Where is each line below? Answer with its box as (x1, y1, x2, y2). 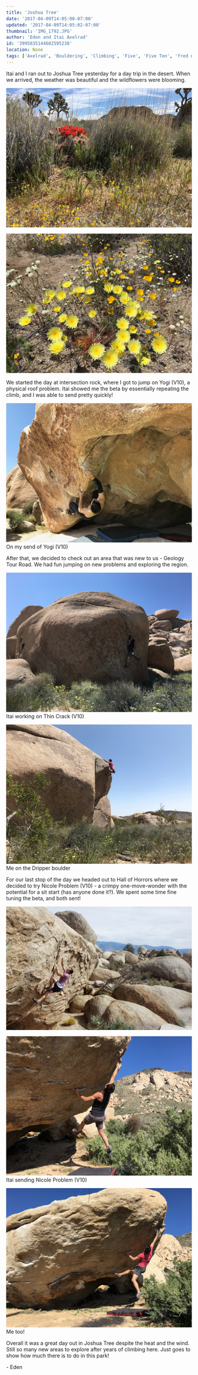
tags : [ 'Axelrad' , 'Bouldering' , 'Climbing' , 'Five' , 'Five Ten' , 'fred (6, 53, 189, 59)
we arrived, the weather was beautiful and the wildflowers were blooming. (6, 76, 186, 83)
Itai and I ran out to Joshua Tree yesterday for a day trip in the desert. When (6, 70, 190, 77)
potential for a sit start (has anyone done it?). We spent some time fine (6, 888, 177, 896)
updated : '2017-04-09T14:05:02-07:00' (6, 22, 101, 28)
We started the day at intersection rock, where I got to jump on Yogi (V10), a (6, 379, 190, 386)
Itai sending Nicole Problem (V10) (6, 1176, 87, 1183)
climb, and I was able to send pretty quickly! (6, 391, 113, 398)
